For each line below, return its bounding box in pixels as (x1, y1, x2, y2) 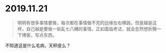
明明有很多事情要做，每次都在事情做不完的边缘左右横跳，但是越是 (17, 20, 153, 26)
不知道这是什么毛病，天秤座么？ (5, 42, 71, 48)
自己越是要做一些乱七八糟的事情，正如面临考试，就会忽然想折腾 (26, 26, 157, 32)
